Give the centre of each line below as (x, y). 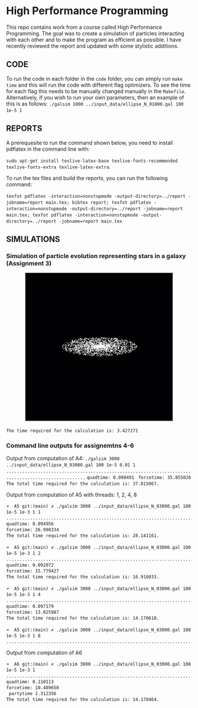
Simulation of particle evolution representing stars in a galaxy (96, 256)
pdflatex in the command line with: (48, 149)
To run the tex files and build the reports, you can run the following (87, 178)
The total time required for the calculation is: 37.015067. (83, 484)
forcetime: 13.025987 (33, 613)
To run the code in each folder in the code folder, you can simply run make (95, 78)
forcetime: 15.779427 (33, 571)
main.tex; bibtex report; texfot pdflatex (98, 202)
